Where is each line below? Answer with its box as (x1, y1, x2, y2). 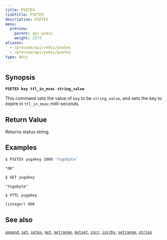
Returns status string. (5, 129, 50, 134)
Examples (5, 143, 37, 152)
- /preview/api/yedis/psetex (10, 50, 71, 55)
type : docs (5, 54, 28, 60)
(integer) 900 (5, 202, 35, 207)
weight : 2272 (14, 36, 42, 41)
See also (5, 215, 33, 224)
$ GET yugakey (5, 175, 35, 180)
